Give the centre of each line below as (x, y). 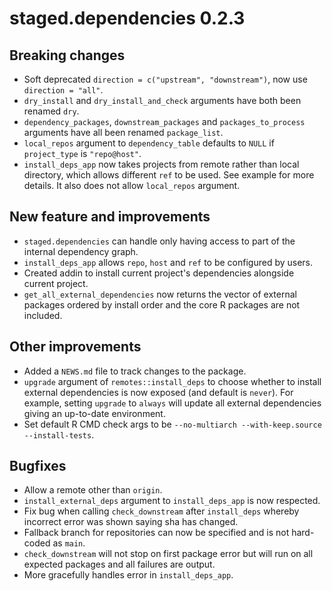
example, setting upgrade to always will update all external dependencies (172, 403)
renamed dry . (51, 111)
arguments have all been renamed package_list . (123, 132)
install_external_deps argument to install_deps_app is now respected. (172, 501)
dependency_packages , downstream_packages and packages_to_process (164, 121)
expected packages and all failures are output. (119, 564)
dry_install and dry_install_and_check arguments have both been (162, 100)
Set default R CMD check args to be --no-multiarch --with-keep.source (172, 424)
